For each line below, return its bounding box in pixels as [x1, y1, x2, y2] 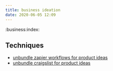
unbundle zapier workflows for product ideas [12, 55, 108, 61]
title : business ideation [5, 7, 60, 13]
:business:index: [5, 26, 40, 32]
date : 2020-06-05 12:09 [5, 12, 56, 17]
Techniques [5, 41, 44, 50]
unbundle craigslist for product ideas [12, 60, 91, 66]
